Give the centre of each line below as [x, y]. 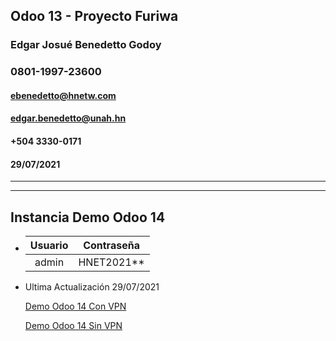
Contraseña [111, 246]
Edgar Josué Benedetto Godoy [86, 45]
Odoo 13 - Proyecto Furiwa [94, 16]
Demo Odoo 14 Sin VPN [73, 326]
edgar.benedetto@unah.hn [68, 118]
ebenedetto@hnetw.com [63, 95]
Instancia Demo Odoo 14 [88, 217]
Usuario [49, 246]
